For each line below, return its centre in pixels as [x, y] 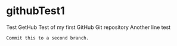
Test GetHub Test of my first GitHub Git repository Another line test [88, 27]
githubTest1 [36, 11]
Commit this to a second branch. [48, 38]
